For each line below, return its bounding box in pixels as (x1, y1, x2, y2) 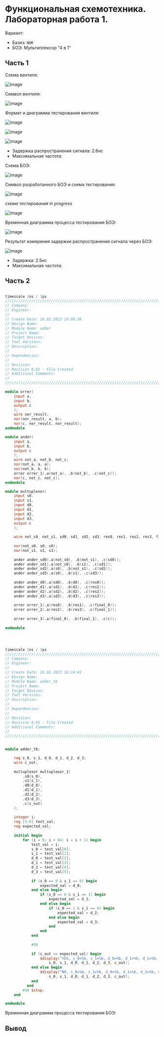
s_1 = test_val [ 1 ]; (31, 851, 71, 856)
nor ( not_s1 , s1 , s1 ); (14, 548, 58, 553)
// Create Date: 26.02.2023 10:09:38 (5, 317, 82, 322)
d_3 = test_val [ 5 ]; (31, 869, 71, 874)
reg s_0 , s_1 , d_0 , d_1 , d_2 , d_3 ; (14, 755, 86, 761)
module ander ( (5, 434, 34, 439)
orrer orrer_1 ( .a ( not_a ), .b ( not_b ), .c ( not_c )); (14, 471, 117, 476)
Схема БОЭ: (5, 163, 31, 168)
